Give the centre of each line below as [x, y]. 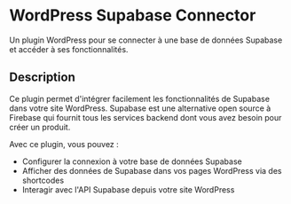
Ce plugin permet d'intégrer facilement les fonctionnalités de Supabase [140, 98]
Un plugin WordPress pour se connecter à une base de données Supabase [146, 40]
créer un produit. [40, 127]
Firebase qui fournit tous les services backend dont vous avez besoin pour [145, 117]
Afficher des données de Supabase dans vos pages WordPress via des [152, 170]
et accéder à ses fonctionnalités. [69, 49]
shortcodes [43, 180]
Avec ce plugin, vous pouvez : [64, 144]
